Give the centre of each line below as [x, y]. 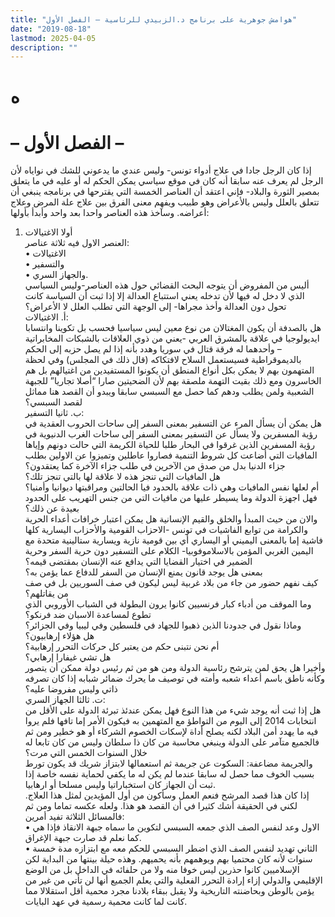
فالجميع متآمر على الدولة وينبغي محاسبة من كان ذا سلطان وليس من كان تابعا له [172, 742]
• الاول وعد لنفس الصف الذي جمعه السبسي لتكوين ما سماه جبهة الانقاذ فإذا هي [172, 827]
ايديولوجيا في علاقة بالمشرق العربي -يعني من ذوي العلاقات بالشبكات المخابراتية [172, 338]
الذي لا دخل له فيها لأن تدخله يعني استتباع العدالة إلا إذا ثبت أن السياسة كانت [164, 296]
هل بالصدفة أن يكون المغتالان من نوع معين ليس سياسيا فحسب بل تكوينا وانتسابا [173, 328]
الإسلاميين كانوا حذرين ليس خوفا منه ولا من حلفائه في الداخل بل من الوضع [162, 870]
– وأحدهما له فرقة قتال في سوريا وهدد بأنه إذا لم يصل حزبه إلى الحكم [153, 349]
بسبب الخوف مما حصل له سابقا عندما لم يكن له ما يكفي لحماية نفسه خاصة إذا [169, 774]
